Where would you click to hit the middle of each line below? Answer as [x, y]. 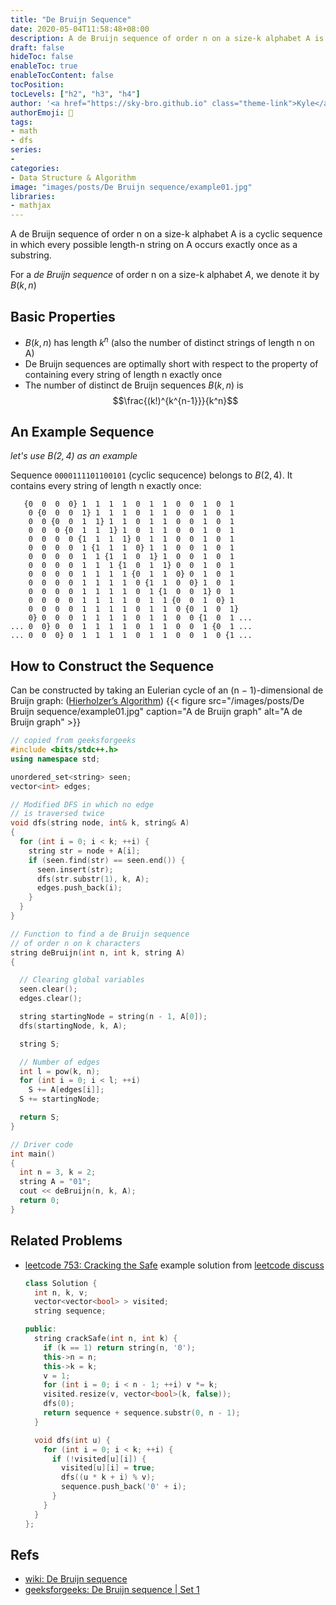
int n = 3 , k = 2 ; [58, 1172]
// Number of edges [60, 1062]
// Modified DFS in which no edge [82, 804]
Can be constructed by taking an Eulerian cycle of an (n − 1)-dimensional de [167, 690]
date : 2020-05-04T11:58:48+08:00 [80, 29]
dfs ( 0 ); [59, 1404]
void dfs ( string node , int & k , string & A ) [100, 823]
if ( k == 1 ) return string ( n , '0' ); [120, 1347]
